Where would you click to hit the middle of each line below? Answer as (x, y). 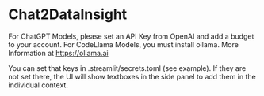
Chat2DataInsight (68, 15)
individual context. (38, 85)
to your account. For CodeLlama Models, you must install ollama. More (124, 44)
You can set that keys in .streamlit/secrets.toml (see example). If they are (127, 68)
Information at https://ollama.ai (58, 53)
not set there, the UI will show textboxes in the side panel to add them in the (132, 76)
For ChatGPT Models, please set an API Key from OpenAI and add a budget (131, 36)
